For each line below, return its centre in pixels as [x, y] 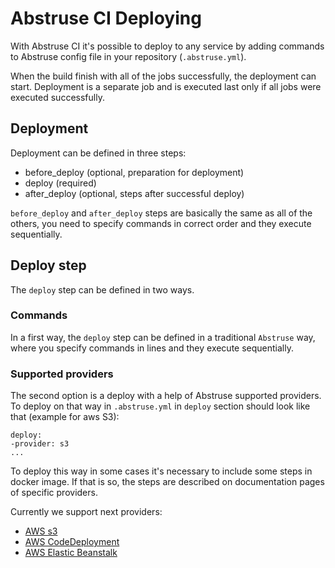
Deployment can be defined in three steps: [98, 153]
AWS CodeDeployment [72, 542]
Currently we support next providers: [86, 512]
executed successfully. [57, 97]
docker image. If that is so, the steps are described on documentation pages [167, 482]
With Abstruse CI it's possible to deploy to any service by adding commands [167, 46]
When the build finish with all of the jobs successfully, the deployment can [163, 76]
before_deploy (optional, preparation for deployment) [134, 172]
